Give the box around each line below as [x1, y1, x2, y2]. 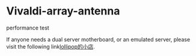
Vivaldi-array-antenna [6, 4, 120, 18]
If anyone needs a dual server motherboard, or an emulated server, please [6, 36, 191, 43]
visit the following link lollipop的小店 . [6, 43, 95, 50]
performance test [6, 24, 49, 31]
